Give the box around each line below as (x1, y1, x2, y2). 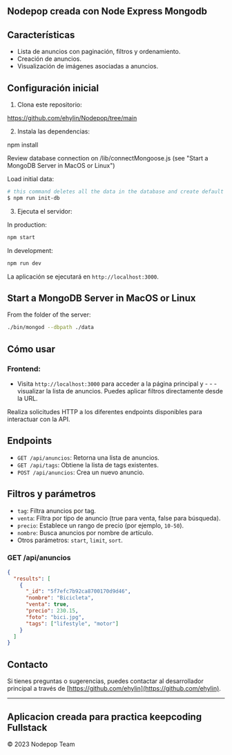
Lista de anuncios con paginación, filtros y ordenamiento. (17, 48, 181, 56)
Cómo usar (7, 343, 56, 355)
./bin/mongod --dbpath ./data (7, 324, 95, 331)
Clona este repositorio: (17, 100, 82, 109)
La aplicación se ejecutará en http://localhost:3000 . (7, 272, 159, 281)
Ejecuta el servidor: (17, 207, 72, 215)
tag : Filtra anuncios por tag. (17, 506, 97, 514)
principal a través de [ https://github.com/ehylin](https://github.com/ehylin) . (7, 684, 221, 693)
